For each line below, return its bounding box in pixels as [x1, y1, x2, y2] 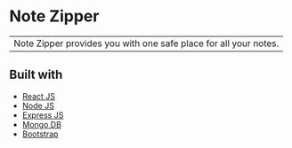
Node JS [21, 100, 55, 111]
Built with [9, 67, 63, 82]
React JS [21, 90, 56, 101]
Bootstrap [21, 129, 59, 139]
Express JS [21, 109, 64, 121]
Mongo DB [21, 119, 62, 129]
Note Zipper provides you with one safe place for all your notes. [13, 37, 280, 50]
